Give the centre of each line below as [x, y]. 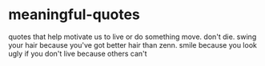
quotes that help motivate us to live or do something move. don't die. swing [132, 37]
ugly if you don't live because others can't [78, 53]
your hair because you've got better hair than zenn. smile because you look [133, 45]
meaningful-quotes [74, 15]
